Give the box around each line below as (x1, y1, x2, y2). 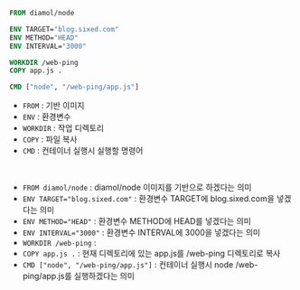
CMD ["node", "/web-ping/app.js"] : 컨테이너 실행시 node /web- (22, 259, 258, 270)
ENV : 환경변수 (22, 111, 71, 122)
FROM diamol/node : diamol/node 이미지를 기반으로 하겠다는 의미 (22, 182, 252, 193)
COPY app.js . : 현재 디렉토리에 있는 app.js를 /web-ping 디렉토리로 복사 (22, 248, 281, 259)
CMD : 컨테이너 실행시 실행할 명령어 (22, 145, 144, 156)
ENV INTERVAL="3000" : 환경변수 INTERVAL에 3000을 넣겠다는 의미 (22, 227, 261, 239)
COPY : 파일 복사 (22, 134, 78, 145)
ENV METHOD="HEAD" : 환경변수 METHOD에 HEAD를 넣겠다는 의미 (22, 216, 251, 227)
